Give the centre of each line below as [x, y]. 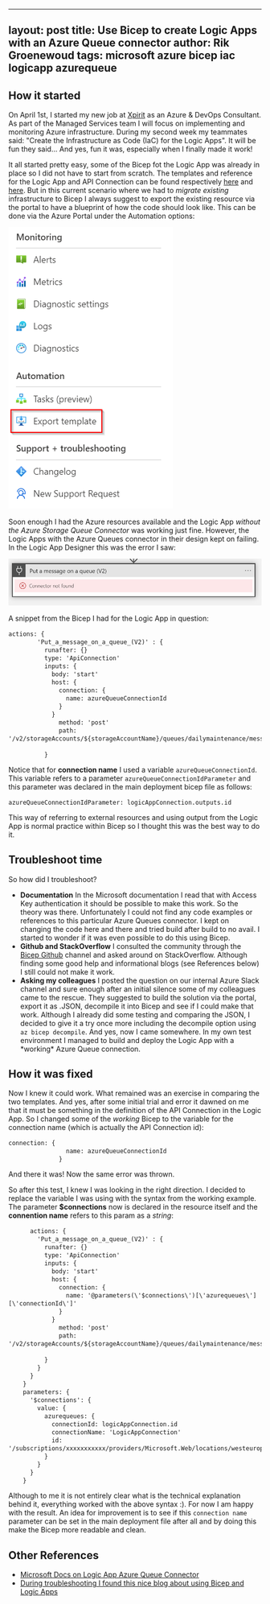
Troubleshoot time [55, 860]
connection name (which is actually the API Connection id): [106, 1128]
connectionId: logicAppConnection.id [115, 1425]
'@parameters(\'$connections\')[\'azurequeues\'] [172, 1296]
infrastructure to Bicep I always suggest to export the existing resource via [132, 199]
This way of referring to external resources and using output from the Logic [133, 817]
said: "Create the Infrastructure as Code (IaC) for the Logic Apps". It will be [132, 141]
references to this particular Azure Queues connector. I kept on [125, 920]
